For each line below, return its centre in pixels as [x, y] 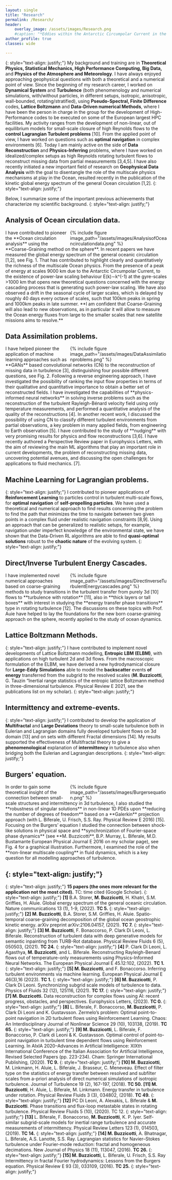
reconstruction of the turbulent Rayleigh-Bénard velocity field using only [82, 403]
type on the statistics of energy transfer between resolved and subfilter [81, 1073]
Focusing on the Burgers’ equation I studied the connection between [78, 825]
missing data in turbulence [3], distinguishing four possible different [77, 371]
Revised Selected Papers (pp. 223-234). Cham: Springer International [79, 1057]
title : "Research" [25, 15]
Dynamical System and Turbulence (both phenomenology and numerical [83, 90]
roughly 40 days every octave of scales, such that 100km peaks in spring [83, 298]
